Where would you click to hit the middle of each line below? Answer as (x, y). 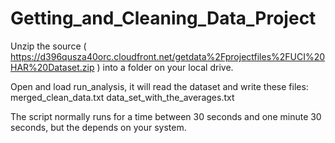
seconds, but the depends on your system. (98, 127)
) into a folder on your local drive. (165, 67)
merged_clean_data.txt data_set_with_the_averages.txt (122, 97)
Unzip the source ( (48, 46)
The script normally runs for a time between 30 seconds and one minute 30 (166, 116)
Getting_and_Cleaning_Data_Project (163, 18)
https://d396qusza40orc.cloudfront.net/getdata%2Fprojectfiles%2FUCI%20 (168, 56)
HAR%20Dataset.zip (52, 67)
